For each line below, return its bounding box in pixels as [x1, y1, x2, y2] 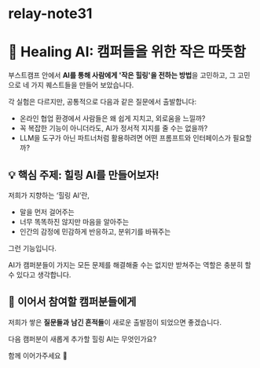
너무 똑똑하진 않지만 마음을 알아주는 [19, 217, 130, 226]
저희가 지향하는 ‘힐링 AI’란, [8, 190, 90, 200]
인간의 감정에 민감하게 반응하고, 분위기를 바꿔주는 [19, 227, 171, 236]
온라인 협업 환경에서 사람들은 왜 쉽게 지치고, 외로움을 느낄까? [19, 114, 206, 123]
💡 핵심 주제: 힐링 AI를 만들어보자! [8, 168, 159, 181]
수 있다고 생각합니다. [8, 270, 71, 279]
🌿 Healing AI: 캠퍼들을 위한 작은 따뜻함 [8, 43, 247, 61]
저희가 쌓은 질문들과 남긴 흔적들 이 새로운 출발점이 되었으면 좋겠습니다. [8, 317, 222, 326]
